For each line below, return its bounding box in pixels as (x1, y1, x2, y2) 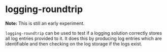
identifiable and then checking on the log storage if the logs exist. (5, 40, 143, 46)
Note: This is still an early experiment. (5, 20, 85, 26)
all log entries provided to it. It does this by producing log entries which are (5, 35, 162, 41)
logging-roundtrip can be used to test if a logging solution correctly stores (5, 30, 162, 36)
